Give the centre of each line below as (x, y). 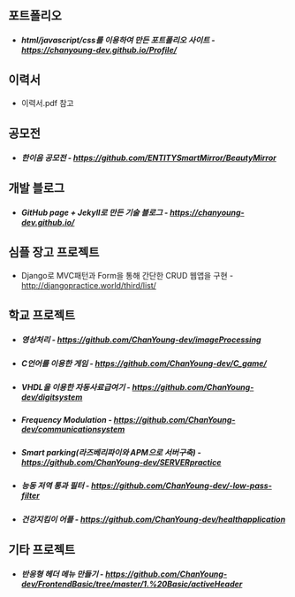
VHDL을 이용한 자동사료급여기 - (76, 387)
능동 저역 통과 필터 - (55, 486)
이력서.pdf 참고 (47, 103)
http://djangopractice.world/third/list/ (88, 285)
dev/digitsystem (52, 397)
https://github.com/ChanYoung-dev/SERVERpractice (121, 463)
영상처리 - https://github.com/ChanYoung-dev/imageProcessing (141, 340)
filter (30, 496)
